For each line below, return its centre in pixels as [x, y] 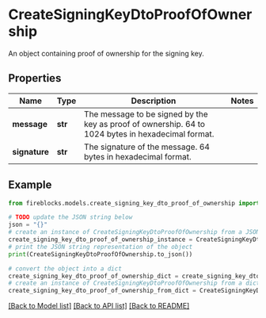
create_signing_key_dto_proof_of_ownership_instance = [101, 239]
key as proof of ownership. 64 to [145, 124]
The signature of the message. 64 [147, 147]
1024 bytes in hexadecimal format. [149, 134]
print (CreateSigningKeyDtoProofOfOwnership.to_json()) [101, 254]
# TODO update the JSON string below [70, 217]
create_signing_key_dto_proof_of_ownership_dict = [93, 276]
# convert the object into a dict [65, 268]
